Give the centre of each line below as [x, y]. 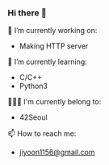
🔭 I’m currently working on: [52, 31]
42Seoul [33, 117]
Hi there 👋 [27, 13]
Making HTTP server [54, 46]
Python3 [33, 86]
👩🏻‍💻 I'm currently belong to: [55, 102]
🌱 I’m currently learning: [48, 62]
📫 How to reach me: [42, 133]
